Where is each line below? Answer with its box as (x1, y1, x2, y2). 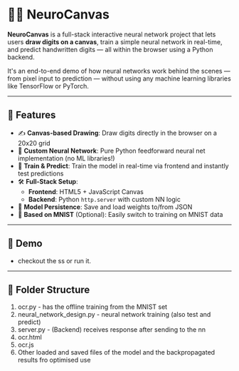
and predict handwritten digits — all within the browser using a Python (7, 45, 213, 54)
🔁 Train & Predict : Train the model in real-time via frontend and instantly (17, 161, 229, 170)
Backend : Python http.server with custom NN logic (28, 195, 181, 203)
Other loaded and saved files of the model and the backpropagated (17, 348, 216, 357)
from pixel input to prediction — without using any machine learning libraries (7, 74, 231, 83)
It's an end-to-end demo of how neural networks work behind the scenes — (7, 66, 231, 75)
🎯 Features (7, 109, 56, 121)
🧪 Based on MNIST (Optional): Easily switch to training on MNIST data (17, 210, 223, 218)
